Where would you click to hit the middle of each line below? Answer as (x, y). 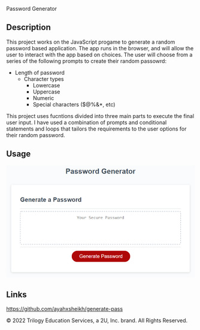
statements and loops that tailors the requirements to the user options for (96, 129)
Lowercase (46, 85)
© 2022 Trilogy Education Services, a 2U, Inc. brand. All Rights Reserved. (97, 320)
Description (28, 27)
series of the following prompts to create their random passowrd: (86, 61)
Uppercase (46, 92)
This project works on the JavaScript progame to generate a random (91, 42)
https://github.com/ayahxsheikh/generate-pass (65, 309)
